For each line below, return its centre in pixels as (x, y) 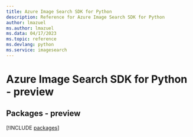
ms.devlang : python (30, 45)
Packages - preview (43, 114)
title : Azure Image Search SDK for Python (59, 12)
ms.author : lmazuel (30, 28)
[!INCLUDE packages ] (33, 128)
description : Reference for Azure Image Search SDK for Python (86, 17)
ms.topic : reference (32, 39)
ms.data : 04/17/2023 (32, 34)
